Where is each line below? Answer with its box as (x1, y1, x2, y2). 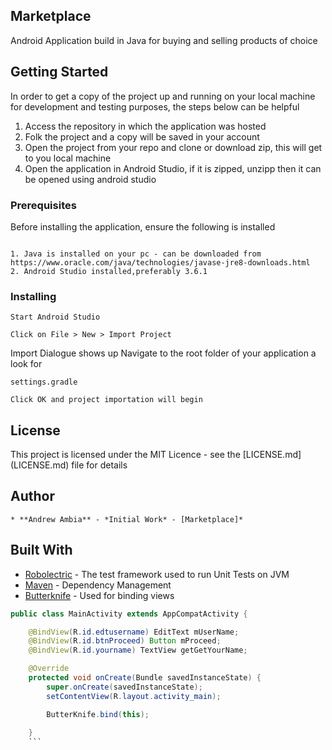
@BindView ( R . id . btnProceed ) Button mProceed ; (28, 636, 222, 646)
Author (10, 488, 55, 505)
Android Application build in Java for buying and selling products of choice (10, 34, 318, 46)
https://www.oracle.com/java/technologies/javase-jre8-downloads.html (10, 257, 311, 268)
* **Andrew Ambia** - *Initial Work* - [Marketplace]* (10, 514, 244, 524)
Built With (10, 542, 73, 559)
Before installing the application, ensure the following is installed (10, 220, 276, 233)
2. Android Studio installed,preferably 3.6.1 (10, 266, 208, 276)
